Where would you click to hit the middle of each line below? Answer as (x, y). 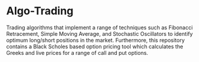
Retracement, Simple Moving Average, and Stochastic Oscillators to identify (99, 33)
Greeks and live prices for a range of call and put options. (77, 52)
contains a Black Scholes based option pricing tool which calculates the (95, 46)
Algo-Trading (40, 11)
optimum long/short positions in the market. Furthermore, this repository (96, 40)
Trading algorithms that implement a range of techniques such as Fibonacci (99, 27)
